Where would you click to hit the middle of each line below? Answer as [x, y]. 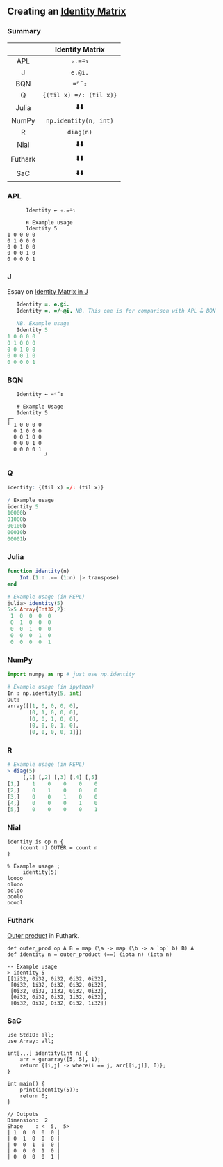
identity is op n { [35, 842]
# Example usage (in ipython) [51, 687]
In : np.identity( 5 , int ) [44, 693]
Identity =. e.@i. [43, 305]
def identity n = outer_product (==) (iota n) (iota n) [90, 954]
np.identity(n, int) [80, 120]
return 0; [34, 1096]
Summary [24, 31]
